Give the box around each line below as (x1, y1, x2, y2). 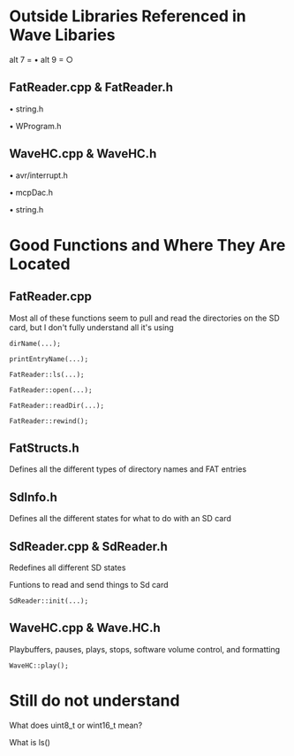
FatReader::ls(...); (9, 370, 86, 379)
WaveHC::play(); (9, 661, 69, 670)
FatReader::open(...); (9, 385, 93, 395)
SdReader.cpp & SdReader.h (9, 538, 168, 554)
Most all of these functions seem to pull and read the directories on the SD (9, 312, 280, 323)
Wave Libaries (9, 25, 116, 45)
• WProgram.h (9, 120, 62, 131)
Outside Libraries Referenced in (9, 6, 246, 27)
